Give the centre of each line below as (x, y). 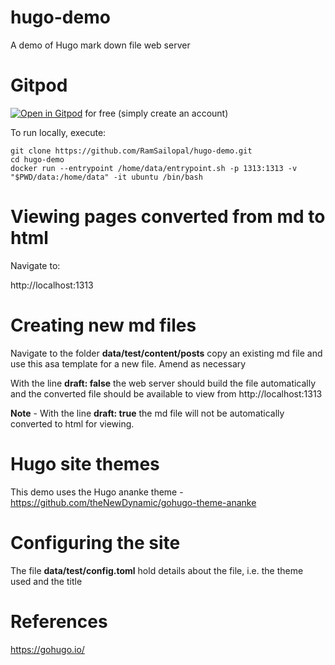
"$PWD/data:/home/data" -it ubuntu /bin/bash (106, 177)
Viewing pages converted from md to (168, 217)
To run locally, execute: (58, 132)
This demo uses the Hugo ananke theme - (97, 492)
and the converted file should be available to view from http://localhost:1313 (166, 393)
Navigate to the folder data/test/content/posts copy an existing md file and (166, 353)
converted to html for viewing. (72, 423)
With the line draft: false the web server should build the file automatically (163, 383)
